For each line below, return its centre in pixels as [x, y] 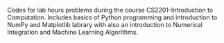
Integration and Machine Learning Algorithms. [73, 32]
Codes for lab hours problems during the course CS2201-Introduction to [110, 10]
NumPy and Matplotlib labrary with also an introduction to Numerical [105, 25]
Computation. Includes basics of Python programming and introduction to [112, 17]
